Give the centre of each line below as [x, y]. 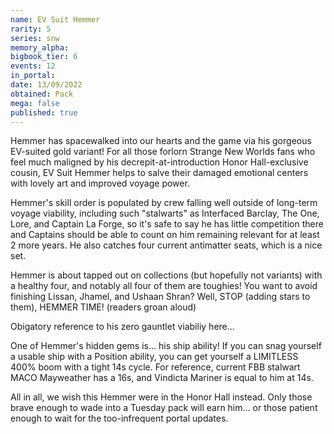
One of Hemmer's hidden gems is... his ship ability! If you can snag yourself [166, 346]
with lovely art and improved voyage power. [100, 183]
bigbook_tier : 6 [44, 57]
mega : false [35, 103]
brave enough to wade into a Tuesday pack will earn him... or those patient [164, 408]
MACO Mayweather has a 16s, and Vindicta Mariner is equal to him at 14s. [162, 378]
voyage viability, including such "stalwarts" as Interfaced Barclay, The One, [165, 213]
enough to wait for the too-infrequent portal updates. [119, 418]
